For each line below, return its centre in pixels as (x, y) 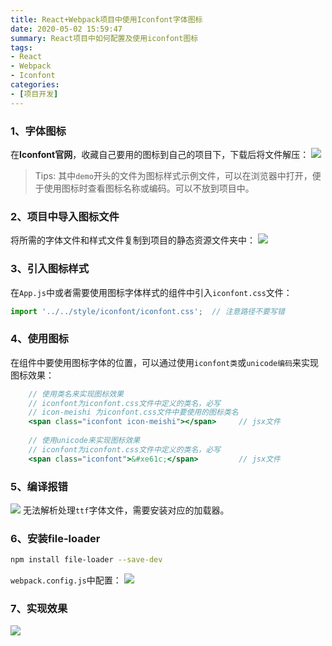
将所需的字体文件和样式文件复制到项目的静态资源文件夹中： (133, 240)
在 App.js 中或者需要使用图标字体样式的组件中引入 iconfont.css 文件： (151, 292)
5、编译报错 (39, 486)
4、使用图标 (39, 339)
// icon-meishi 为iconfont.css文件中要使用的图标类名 (133, 412)
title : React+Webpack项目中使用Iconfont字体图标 (106, 19)
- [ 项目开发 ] (34, 94)
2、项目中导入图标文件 (65, 216)
